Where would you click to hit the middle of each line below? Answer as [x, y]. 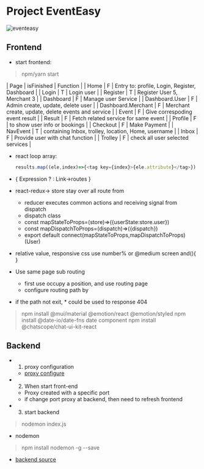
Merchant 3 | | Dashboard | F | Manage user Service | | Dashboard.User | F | [102, 98]
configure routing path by [56, 290]
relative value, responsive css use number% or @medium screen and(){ [106, 253]
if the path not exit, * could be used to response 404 [81, 302]
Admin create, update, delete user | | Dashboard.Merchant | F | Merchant [98, 105]
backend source [35, 460]
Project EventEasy [54, 11]
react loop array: [36, 156]
